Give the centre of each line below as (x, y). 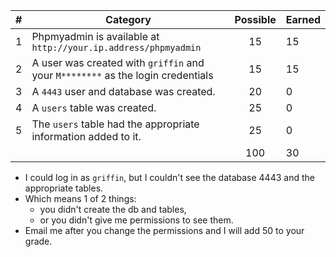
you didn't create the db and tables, (113, 209)
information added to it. (86, 136)
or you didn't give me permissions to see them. (136, 220)
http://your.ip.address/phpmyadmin (116, 47)
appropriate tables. (64, 188)
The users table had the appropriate (115, 124)
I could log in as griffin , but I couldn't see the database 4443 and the (169, 177)
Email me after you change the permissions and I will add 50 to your (164, 230)
